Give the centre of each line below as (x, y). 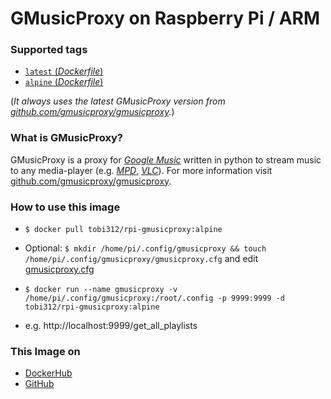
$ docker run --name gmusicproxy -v (101, 290)
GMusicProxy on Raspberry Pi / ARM (165, 18)
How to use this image (65, 207)
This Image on (45, 351)
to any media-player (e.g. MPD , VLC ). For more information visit (141, 170)
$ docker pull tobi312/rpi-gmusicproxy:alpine (123, 230)
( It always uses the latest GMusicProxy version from (118, 101)
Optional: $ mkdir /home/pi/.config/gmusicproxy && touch (145, 248)
